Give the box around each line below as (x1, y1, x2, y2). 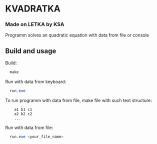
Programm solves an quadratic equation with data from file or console (5, 32, 149, 38)
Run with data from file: (5, 124, 53, 130)
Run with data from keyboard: (5, 78, 66, 85)
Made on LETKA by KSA (5, 21, 64, 28)
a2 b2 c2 (14, 111, 32, 116)
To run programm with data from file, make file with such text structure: (5, 97, 152, 103)
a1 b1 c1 (14, 107, 32, 112)
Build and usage (5, 46, 56, 55)
